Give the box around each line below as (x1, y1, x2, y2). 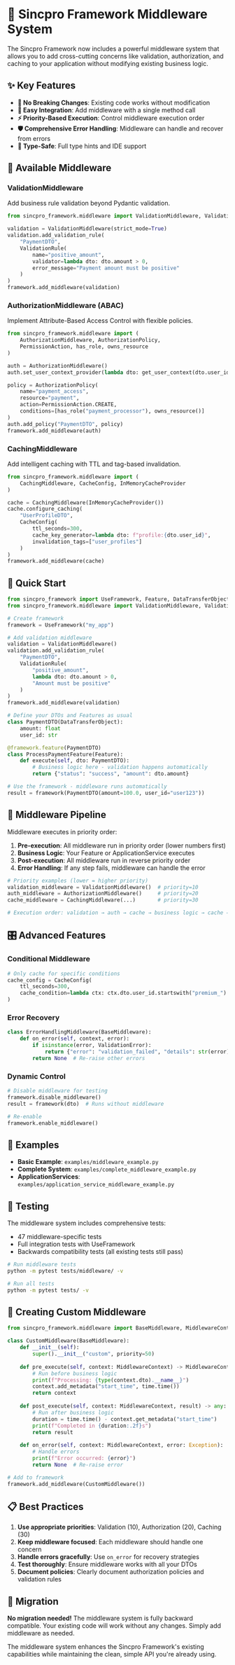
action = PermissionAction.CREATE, (20, 401, 117, 408)
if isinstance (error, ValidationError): (32, 1042, 152, 1049)
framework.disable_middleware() (7, 1094, 101, 1101)
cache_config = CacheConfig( (7, 977, 92, 984)
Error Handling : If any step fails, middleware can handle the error (17, 863, 206, 872)
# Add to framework (7, 1473, 64, 1481)
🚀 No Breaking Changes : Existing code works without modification (17, 98, 211, 107)
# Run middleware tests (7, 1261, 77, 1269)
